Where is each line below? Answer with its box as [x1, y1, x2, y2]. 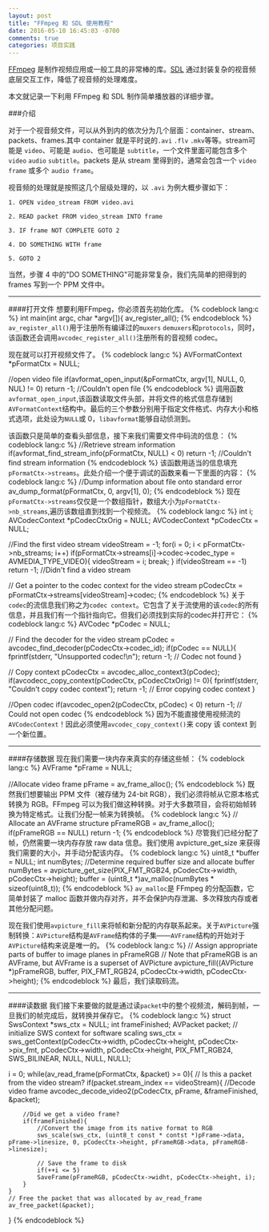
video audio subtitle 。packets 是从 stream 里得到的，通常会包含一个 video [8, 155, 257, 165]
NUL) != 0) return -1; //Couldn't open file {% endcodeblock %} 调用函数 [8, 384, 244, 393]
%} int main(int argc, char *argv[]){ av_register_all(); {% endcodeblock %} [8, 313, 252, 323]
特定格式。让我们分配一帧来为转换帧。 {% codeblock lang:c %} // [22, 810, 239, 819]
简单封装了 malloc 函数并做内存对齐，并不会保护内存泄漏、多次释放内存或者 [8, 894, 259, 904]
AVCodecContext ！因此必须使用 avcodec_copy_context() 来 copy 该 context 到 [8, 719, 257, 729]
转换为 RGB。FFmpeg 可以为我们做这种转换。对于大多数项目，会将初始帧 [8, 799, 251, 809]
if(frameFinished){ [22, 1117, 88, 1125]
